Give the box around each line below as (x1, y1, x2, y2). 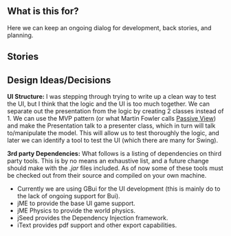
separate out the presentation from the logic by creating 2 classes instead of (7, 107, 224, 115)
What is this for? (7, 5, 79, 17)
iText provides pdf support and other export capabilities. (16, 221, 177, 229)
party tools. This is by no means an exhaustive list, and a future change (7, 157, 209, 165)
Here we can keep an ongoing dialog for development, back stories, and (7, 23, 212, 32)
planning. (7, 31, 34, 39)
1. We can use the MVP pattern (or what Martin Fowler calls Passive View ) (7, 115, 217, 123)
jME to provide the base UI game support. (16, 199, 135, 208)
